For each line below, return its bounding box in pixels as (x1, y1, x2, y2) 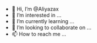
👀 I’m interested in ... (11, 12, 62, 19)
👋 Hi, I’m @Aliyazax (11, 6, 59, 12)
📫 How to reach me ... (11, 31, 66, 37)
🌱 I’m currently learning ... (11, 18, 75, 24)
